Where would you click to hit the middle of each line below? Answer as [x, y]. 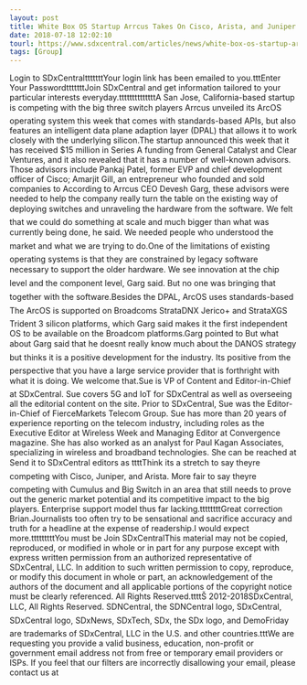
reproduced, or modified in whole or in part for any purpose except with [145, 548]
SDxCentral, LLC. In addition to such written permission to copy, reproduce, [152, 567]
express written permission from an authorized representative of [131, 558]
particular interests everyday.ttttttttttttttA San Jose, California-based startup [152, 98]
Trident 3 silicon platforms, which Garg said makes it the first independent [148, 324]
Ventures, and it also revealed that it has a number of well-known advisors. [150, 160]
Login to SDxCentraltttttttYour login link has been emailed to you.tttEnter [145, 78]
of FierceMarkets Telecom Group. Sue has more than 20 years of [164, 413]
